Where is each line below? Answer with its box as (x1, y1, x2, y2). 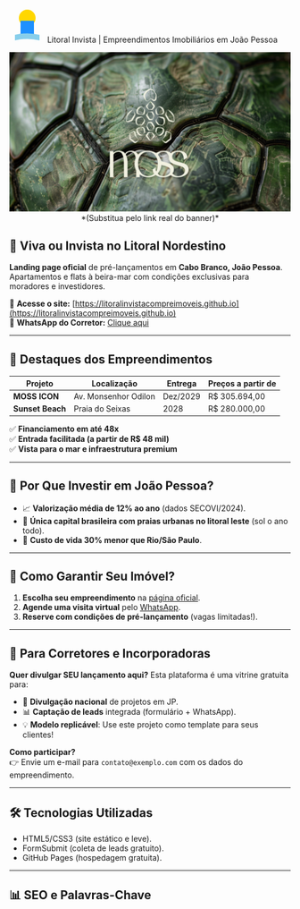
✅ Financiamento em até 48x (9, 423, 120, 434)
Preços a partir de (208, 378, 277, 388)
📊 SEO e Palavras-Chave (9, 888, 152, 903)
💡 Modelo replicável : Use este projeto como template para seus (21, 719, 259, 730)
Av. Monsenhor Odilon (73, 391, 156, 402)
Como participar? (9, 747, 76, 758)
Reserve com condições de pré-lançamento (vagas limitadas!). (21, 611, 258, 623)
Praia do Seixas (73, 404, 131, 414)
